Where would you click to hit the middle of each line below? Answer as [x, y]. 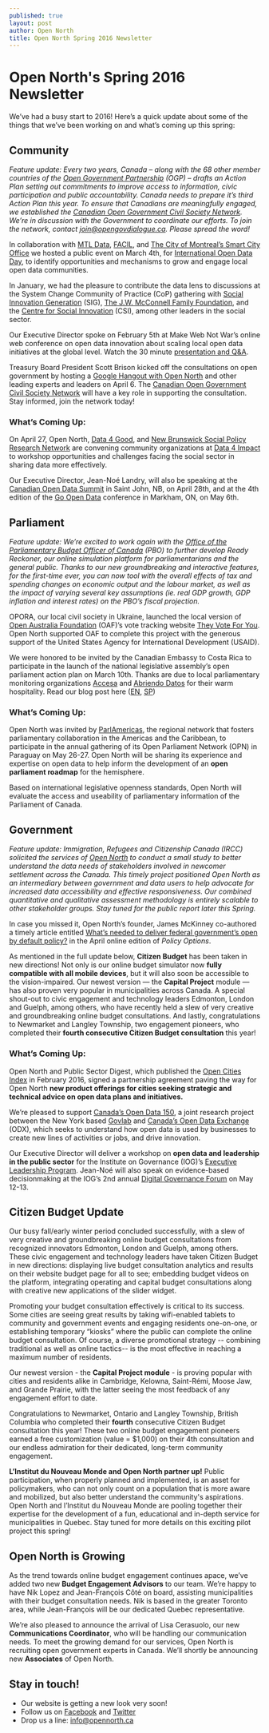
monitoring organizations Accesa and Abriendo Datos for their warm [121, 683]
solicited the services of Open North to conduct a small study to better [125, 858]
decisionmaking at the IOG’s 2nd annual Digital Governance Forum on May [131, 1178]
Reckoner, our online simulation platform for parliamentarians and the [124, 559]
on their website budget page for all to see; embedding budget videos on [129, 1274]
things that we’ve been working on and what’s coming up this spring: [122, 125]
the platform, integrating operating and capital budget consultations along [131, 1282]
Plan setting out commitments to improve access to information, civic [123, 186]
